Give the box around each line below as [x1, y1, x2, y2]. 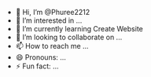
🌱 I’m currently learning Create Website [15, 24, 143, 33]
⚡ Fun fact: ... [15, 61, 59, 71]
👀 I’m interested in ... [15, 16, 83, 25]
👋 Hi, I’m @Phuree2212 [15, 8, 90, 16]
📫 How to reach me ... [15, 42, 89, 50]
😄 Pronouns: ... [15, 53, 67, 62]
